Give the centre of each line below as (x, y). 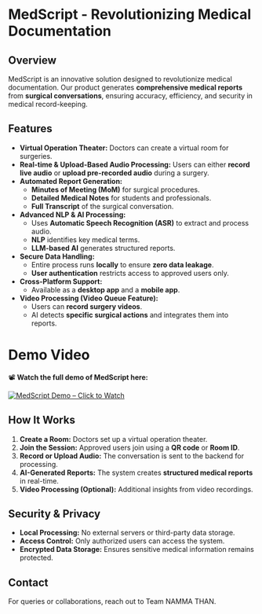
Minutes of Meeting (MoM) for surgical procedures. (115, 189)
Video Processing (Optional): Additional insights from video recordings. (136, 489)
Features (30, 129)
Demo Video (49, 355)
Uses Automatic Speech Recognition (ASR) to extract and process (140, 222)
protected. (36, 558)
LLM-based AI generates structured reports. (103, 248)
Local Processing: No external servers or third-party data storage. (127, 533)
